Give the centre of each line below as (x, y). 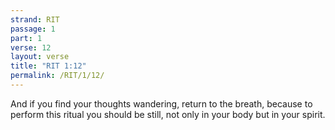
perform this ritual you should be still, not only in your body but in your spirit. (168, 114)
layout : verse (40, 57)
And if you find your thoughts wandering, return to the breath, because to (161, 103)
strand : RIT (35, 19)
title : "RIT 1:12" (48, 66)
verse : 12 (31, 47)
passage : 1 (33, 29)
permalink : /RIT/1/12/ (57, 76)
